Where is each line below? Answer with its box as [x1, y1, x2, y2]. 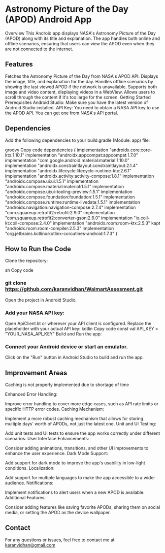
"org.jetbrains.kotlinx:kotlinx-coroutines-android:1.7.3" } [5, 230, 118, 236]
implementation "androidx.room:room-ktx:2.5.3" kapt [53, 220, 161, 226]
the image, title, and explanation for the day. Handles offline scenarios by [5, 78, 154, 84]
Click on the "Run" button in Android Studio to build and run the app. [5, 355, 144, 360]
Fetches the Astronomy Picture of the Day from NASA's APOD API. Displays [5, 73, 159, 79]
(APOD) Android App [5, 14, 92, 25]
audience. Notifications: [5, 480, 54, 486]
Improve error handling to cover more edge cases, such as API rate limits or [5, 401, 159, 407]
